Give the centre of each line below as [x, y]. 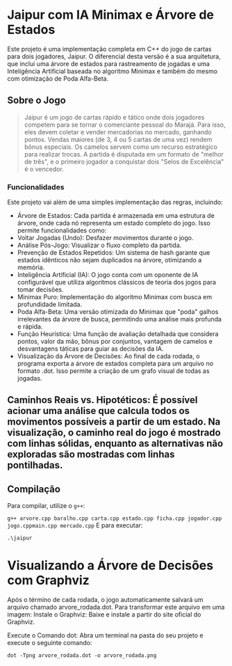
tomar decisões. [40, 290]
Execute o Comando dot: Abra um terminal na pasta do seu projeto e [105, 635]
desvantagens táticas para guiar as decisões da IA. [90, 349]
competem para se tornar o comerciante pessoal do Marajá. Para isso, [125, 125]
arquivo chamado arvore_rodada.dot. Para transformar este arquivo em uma [116, 607]
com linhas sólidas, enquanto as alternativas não [115, 444]
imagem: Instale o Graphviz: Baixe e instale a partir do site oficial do [104, 615]
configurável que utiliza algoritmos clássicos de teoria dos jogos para [117, 283]
